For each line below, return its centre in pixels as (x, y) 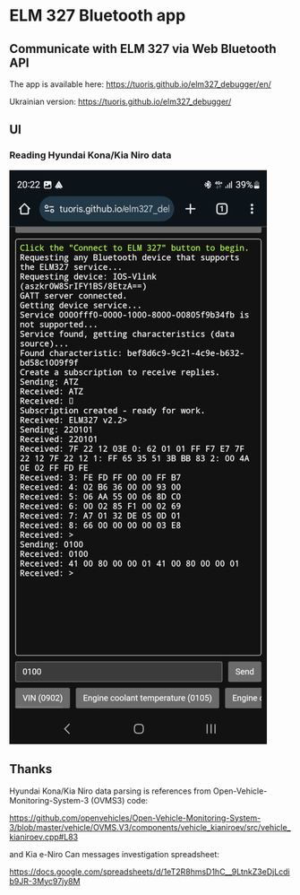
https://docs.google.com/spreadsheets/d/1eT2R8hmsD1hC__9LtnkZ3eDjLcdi (150, 872)
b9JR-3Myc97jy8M (45, 881)
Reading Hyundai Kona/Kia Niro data (90, 155)
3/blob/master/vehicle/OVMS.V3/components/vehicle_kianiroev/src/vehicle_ (150, 827)
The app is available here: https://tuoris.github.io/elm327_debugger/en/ (140, 84)
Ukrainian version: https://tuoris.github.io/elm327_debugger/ (120, 101)
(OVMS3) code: (120, 800)
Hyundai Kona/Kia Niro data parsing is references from (111, 791)
